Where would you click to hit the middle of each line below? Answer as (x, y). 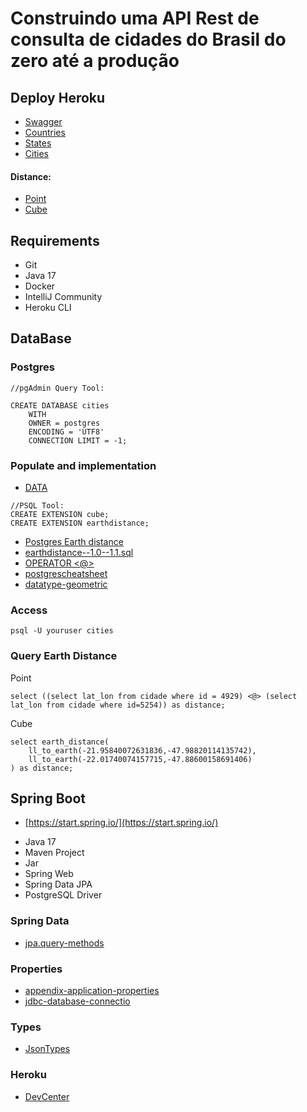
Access (29, 610)
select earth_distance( (60, 742)
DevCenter (47, 1096)
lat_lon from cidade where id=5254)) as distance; (118, 705)
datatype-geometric (66, 584)
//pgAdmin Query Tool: (57, 388)
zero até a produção (95, 61)
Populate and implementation (83, 465)
